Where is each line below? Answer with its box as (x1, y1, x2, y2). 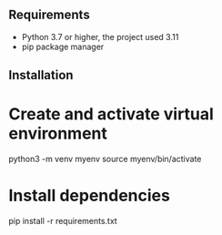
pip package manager (21, 41, 105, 52)
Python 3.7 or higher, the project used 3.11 (21, 31, 179, 42)
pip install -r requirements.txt (8, 216, 117, 227)
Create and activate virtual (8, 104, 215, 125)
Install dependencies (8, 186, 170, 206)
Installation (8, 67, 74, 83)
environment (8, 123, 108, 144)
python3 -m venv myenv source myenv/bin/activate (8, 154, 202, 165)
